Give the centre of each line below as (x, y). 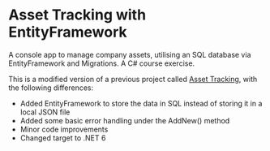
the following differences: (51, 88)
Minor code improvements (64, 129)
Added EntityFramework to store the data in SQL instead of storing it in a (141, 103)
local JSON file (45, 112)
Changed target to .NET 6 (63, 138)
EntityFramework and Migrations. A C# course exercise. (102, 63)
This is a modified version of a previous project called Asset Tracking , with (133, 79)
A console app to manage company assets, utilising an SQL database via (130, 54)
